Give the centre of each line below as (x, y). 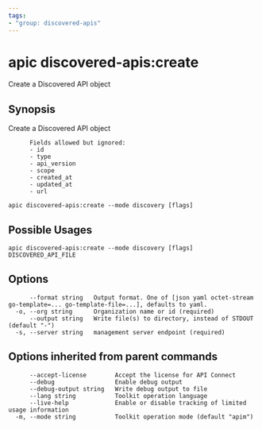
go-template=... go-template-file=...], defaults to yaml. (108, 304)
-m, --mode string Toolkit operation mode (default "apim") (135, 417)
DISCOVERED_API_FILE (42, 255)
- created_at (51, 178)
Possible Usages (50, 230)
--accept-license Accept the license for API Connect (133, 375)
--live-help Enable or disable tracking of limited (138, 403)
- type (40, 157)
